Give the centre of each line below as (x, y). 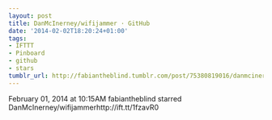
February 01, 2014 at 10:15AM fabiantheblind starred (95, 98)
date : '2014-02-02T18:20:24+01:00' (68, 31)
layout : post (30, 16)
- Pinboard (27, 53)
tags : (17, 38)
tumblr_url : (28, 76)
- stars (21, 68)
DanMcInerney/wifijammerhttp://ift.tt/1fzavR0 (84, 107)
